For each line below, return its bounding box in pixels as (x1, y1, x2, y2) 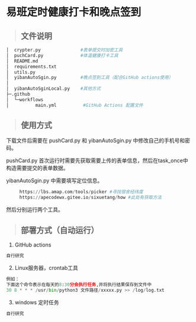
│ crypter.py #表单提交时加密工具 (6, 47, 123, 53)
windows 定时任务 (14, 298, 59, 306)
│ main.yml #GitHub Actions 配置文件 (6, 102, 143, 108)
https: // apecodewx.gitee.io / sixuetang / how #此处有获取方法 (19, 194, 162, 201)
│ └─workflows (6, 96, 44, 103)
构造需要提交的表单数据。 (6, 165, 69, 172)
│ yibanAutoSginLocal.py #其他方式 (6, 86, 101, 92)
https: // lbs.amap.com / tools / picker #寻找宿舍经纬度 (19, 189, 143, 195)
